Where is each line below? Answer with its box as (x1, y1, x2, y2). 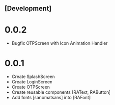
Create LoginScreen (11, 79, 53, 85)
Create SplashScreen (11, 74, 55, 79)
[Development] (4, 4, 52, 13)
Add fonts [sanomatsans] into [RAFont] (11, 95, 91, 101)
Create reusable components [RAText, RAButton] (11, 89, 111, 95)
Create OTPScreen (11, 84, 50, 90)
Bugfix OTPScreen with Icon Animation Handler (11, 40, 108, 46)
